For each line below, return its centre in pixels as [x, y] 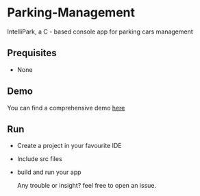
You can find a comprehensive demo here [66, 108]
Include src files [40, 159]
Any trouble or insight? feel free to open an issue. [86, 186]
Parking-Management [71, 13]
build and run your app [49, 172]
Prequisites [32, 53]
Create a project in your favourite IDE [69, 146]
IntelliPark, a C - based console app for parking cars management [100, 32]
